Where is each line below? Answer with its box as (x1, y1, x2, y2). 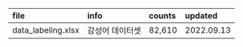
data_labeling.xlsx (12, 25, 80, 35)
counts (149, 10, 177, 21)
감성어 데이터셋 (87, 25, 141, 36)
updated (185, 10, 218, 21)
